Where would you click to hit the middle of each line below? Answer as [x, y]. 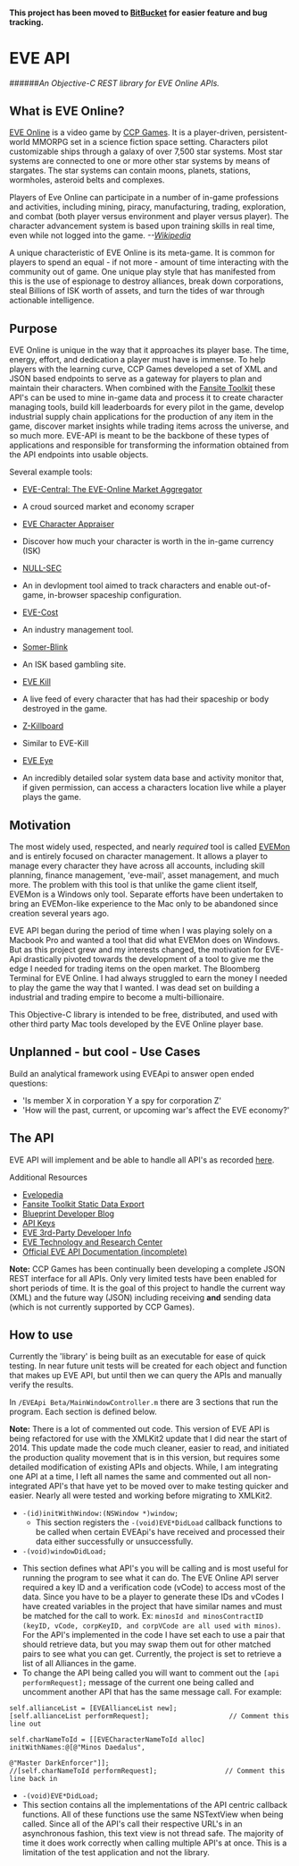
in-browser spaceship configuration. [115, 595]
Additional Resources [48, 1177]
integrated [28, 1487]
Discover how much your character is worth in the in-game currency [148, 541]
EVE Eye [37, 761]
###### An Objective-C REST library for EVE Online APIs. [115, 83]
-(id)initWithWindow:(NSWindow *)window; [100, 1514]
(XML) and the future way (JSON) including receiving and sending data [140, 1297]
